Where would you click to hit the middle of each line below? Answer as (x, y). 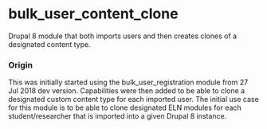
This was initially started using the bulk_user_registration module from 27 (128, 82)
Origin (21, 64)
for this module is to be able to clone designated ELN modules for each (125, 107)
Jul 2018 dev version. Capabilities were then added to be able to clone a (127, 91)
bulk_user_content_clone (93, 14)
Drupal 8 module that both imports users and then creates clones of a (123, 36)
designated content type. (49, 44)
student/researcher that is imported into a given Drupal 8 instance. (118, 116)
